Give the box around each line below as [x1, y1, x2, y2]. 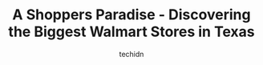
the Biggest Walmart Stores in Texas [8, 22, 255, 41]
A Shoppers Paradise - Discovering [12, 6, 251, 24]
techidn [119, 49, 144, 59]
